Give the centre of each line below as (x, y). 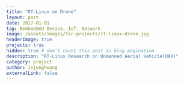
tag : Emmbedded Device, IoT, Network (54, 28)
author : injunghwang (32, 67)
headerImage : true (29, 40)
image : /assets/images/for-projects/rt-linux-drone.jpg (78, 34)
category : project (29, 62)
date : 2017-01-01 (28, 23)
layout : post (23, 17)
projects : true (25, 45)
